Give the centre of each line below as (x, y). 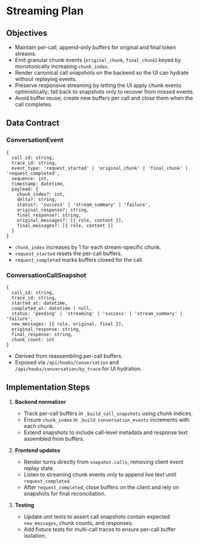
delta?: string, (37, 199)
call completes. (33, 104)
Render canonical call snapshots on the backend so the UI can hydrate (102, 72)
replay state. (39, 468)
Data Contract (33, 123)
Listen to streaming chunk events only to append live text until (100, 474)
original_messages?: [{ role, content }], (70, 220)
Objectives (27, 33)
